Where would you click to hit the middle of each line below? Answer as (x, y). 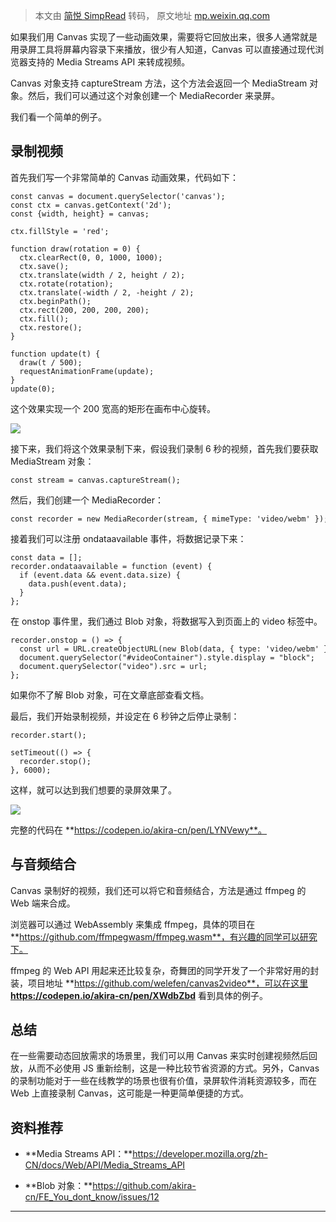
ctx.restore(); (51, 327)
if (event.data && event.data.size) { (100, 575)
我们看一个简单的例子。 (58, 117)
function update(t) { (55, 354)
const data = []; (46, 557)
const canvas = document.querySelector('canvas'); (118, 196)
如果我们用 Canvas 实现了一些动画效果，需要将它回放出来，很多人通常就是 (164, 37)
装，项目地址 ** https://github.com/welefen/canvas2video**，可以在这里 (159, 983)
